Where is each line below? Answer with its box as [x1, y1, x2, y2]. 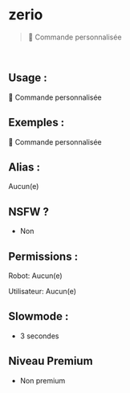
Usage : [8, 71, 48, 85]
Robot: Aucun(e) [8, 271, 63, 280]
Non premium [19, 375, 66, 385]
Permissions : [8, 249, 79, 263]
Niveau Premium [8, 354, 94, 368]
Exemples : [8, 116, 65, 129]
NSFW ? [8, 205, 50, 219]
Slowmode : [8, 309, 69, 323]
